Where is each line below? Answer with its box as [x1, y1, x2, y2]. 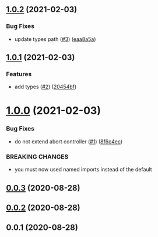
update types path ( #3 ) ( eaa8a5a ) [14, 35, 96, 43]
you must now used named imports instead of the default [14, 166, 153, 173]
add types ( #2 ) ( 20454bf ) [14, 83, 77, 90]
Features [6, 70, 32, 78]
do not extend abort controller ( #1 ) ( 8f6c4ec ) [14, 138, 123, 145]
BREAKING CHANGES [6, 152, 69, 160]
